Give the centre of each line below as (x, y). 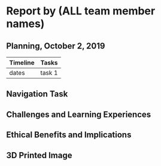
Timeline (22, 63)
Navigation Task (37, 94)
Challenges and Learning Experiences (79, 114)
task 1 (49, 73)
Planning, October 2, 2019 (56, 46)
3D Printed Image (39, 155)
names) (25, 24)
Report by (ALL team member (81, 11)
